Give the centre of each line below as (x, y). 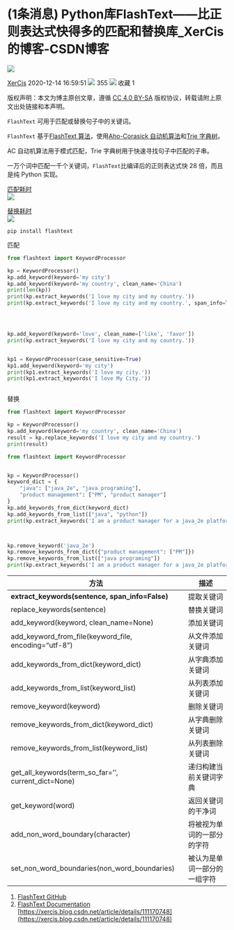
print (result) (28, 444)
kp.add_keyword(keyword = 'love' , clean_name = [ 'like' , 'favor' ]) (101, 334)
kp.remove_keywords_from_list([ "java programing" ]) (84, 558)
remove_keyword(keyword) (56, 706)
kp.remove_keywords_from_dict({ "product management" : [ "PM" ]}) (101, 552)
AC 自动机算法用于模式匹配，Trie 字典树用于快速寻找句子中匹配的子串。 (110, 151)
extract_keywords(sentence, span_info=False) (89, 597)
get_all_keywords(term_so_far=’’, (64, 772)
